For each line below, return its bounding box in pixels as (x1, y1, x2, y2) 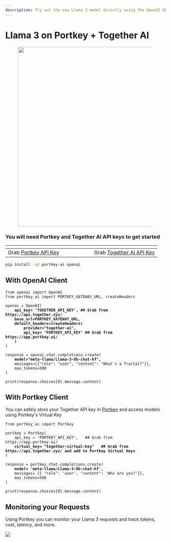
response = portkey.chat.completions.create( (5, 462, 103, 467)
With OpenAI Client (5, 276, 68, 285)
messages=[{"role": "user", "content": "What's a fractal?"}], (14, 361, 152, 366)
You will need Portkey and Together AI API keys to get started (5, 233, 160, 241)
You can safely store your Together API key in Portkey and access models (5, 407, 160, 413)
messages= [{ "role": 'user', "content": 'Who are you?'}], (14, 471, 145, 476)
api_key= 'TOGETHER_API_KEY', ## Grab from (14, 308, 108, 313)
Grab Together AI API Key (94, 249, 155, 256)
